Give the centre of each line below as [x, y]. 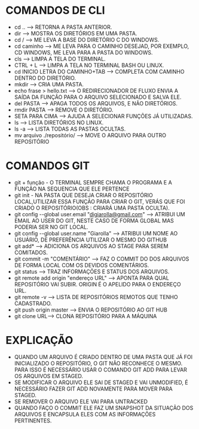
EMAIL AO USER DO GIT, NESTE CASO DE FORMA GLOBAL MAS [94, 220]
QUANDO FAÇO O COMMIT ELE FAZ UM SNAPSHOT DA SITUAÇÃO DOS [104, 407]
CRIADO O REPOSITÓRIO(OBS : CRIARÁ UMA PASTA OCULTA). [92, 208]
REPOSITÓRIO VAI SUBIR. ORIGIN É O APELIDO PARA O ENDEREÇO [97, 284]
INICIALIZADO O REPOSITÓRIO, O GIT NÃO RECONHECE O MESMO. [98, 363]
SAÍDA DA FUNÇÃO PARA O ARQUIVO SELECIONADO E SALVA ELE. [98, 97]
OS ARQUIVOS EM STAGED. [49, 376]
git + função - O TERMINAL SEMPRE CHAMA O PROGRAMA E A [93, 182]
